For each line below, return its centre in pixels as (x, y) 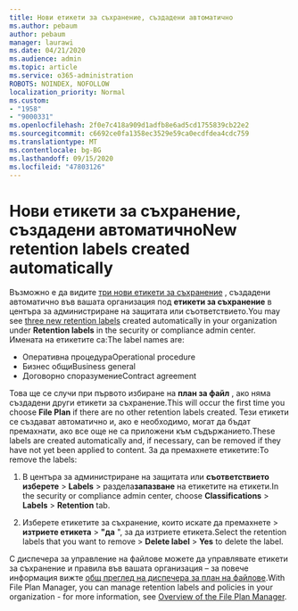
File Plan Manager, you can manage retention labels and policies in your (141, 587)
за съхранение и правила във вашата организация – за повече (129, 568)
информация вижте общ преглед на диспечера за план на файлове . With (147, 578)
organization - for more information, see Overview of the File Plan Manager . (148, 597)
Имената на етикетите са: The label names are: (97, 340)
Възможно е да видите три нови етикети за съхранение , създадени (140, 293)
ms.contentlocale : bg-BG (55, 150)
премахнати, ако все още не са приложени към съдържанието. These (142, 431)
